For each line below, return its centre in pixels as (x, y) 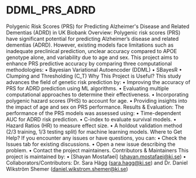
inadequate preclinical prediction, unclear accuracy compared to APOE (92, 51)
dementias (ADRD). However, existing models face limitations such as (90, 45)
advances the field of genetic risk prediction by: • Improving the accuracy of (98, 82)
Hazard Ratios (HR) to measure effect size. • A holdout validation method (94, 125)
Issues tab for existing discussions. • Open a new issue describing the (91, 144)
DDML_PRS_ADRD (51, 10)
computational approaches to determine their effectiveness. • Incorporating (97, 95)
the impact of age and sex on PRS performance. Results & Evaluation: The (95, 107)
